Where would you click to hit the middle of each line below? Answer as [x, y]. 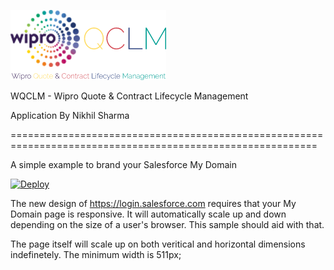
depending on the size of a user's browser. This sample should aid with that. [167, 224]
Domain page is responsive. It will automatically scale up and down [148, 214]
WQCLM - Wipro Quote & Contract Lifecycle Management [129, 96]
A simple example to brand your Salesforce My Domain [124, 164]
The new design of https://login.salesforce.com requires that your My [153, 203]
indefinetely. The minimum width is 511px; [96, 254]
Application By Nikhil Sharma [70, 115]
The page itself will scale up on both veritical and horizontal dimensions [158, 244]
